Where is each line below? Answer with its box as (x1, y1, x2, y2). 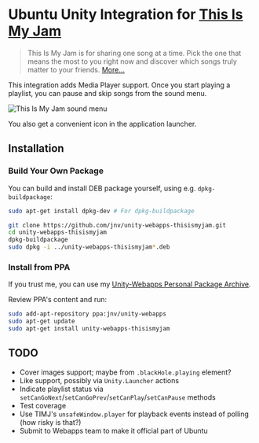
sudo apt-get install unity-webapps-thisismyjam (8, 325, 170, 333)
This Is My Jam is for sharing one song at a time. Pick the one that (27, 48, 242, 57)
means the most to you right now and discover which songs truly (27, 57, 238, 66)
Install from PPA (8, 261, 71, 272)
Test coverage (19, 401, 67, 410)
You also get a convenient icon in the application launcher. (8, 119, 197, 128)
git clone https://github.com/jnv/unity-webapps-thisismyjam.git (8, 221, 226, 229)
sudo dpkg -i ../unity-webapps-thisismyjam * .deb (8, 243, 170, 251)
